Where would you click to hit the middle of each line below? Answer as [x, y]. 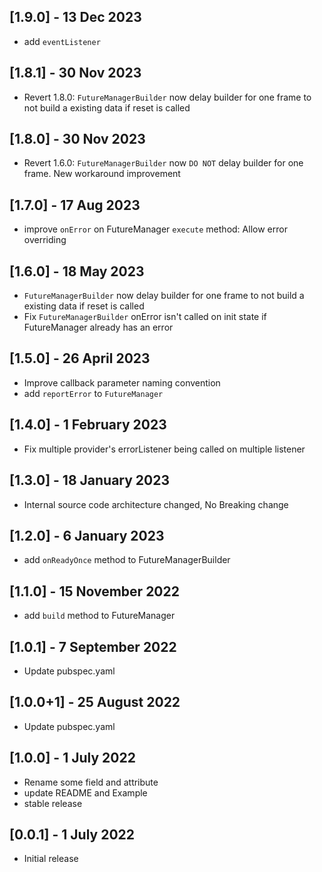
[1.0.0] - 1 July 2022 [72, 758]
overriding [45, 240]
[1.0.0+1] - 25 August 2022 [95, 702]
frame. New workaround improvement [102, 174]
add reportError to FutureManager [93, 393]
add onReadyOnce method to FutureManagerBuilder [127, 560]
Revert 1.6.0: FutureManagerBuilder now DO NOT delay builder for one [163, 163]
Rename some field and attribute [91, 782]
